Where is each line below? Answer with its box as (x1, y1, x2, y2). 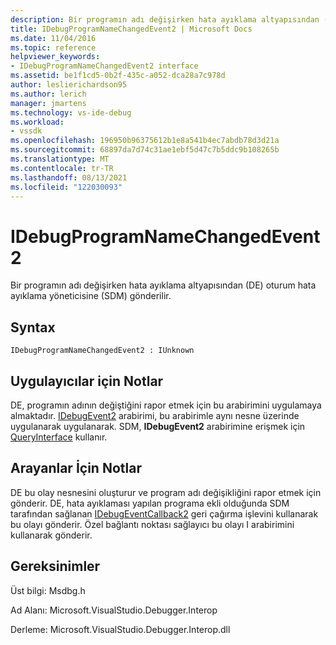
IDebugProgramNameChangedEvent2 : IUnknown (10, 346, 195, 356)
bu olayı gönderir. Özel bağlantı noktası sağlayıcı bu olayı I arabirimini (10, 518, 295, 530)
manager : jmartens (10, 98, 87, 108)
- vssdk (10, 126, 43, 136)
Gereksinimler (10, 558, 101, 575)
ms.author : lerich (10, 89, 87, 99)
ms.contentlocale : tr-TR (10, 163, 114, 173)
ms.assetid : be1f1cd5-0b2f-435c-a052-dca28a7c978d (10, 71, 226, 81)
